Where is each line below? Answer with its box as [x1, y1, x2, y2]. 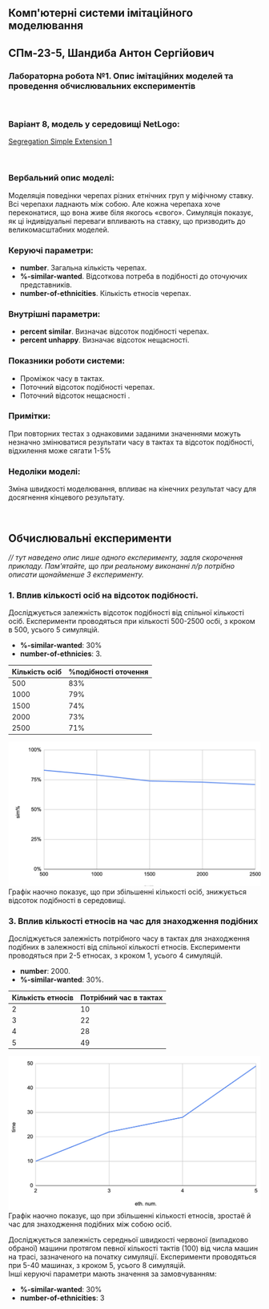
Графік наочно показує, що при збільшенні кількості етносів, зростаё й [8, 1210, 251, 1220]
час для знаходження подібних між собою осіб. [8, 1219, 172, 1229]
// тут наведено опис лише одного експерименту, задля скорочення [8, 553, 243, 562]
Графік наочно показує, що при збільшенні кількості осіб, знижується [8, 886, 247, 897]
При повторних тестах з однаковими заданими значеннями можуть [8, 428, 242, 438]
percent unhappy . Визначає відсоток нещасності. [19, 335, 190, 345]
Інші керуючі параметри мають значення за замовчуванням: [8, 1269, 218, 1279]
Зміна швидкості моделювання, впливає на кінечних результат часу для [8, 484, 256, 494]
